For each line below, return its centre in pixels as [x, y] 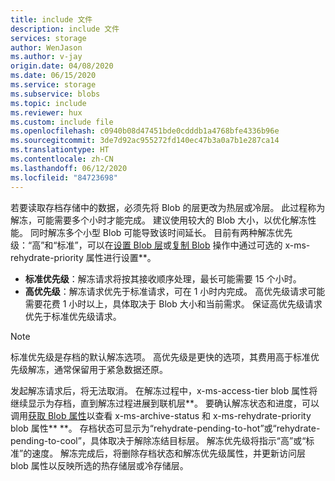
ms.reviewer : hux [46, 112]
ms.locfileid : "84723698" [64, 177]
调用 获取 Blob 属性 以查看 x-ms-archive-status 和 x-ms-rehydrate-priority [161, 415]
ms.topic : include [48, 103]
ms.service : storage [53, 85]
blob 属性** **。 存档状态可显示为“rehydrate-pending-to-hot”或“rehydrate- [165, 428]
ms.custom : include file [62, 122]
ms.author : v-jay [46, 57]
